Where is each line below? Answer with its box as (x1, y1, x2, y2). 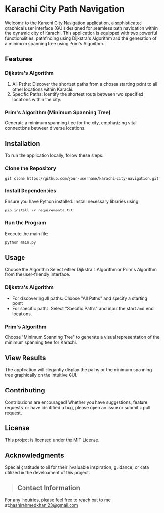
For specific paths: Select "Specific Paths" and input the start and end (12, 305, 154, 311)
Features (5, 55, 33, 63)
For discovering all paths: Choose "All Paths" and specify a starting (12, 295, 148, 301)
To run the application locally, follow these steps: (5, 152, 104, 158)
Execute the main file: (5, 230, 49, 237)
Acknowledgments (5, 451, 65, 459)
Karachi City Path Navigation (5, 3, 125, 15)
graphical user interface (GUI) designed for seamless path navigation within (5, 25, 158, 30)
